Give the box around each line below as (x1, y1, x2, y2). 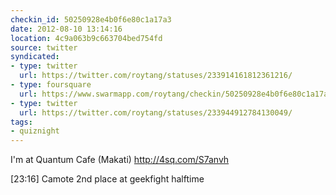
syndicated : (10, 52, 60, 62)
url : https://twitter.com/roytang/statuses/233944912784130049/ (19, 107, 293, 118)
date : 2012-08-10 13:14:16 (10, 24, 123, 34)
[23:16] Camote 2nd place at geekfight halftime (10, 173, 205, 185)
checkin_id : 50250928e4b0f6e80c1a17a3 (10, 14, 172, 25)
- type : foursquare (10, 80, 92, 90)
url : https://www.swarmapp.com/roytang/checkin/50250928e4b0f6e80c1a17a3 (19, 89, 333, 99)
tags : (10, 117, 33, 127)
